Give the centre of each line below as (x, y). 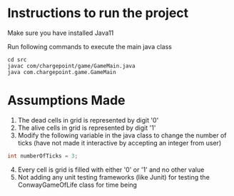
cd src (17, 60)
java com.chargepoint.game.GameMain (62, 72)
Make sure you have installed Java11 (61, 33)
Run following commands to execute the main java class (90, 46)
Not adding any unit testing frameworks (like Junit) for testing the (114, 177)
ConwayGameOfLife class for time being (77, 185)
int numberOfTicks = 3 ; (43, 156)
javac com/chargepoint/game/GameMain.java (71, 66)
